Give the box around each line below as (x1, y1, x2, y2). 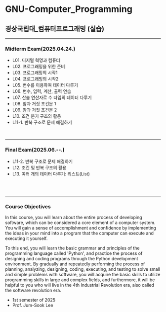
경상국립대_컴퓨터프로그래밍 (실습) (5, 24, 105, 33)
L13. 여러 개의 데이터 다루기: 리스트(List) (12, 170, 90, 177)
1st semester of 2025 (12, 297, 56, 303)
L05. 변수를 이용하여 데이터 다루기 (12, 82, 78, 88)
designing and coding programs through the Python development (5, 255, 138, 261)
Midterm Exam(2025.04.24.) (5, 45, 76, 52)
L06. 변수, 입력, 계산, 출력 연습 (12, 88, 72, 94)
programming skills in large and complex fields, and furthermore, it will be (5, 277, 155, 283)
